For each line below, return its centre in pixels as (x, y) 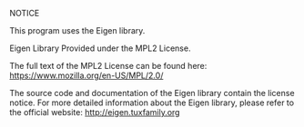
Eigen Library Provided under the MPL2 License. (100, 48)
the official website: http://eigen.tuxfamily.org (95, 112)
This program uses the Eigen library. (77, 30)
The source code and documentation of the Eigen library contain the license (152, 93)
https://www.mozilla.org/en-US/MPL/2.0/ (86, 75)
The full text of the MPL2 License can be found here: (108, 66)
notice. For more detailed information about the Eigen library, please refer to (152, 103)
